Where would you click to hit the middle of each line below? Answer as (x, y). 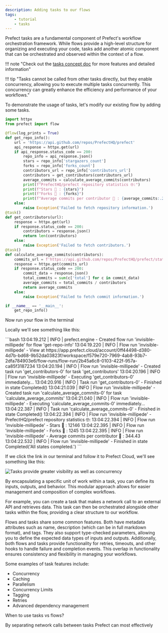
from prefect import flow (32, 124)
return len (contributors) (50, 236)
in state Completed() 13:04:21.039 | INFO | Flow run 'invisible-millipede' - (80, 388)
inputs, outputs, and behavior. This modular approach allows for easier (78, 487)
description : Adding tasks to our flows (48, 10)
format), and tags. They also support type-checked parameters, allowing (80, 533)
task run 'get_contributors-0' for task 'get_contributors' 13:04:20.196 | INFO (83, 372)
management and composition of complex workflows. (60, 492)
